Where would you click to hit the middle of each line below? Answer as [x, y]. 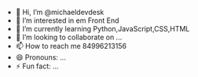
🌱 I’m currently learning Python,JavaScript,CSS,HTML [103, 29]
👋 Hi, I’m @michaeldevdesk [60, 12]
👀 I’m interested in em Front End [67, 20]
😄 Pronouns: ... [41, 57]
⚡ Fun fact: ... [37, 66]
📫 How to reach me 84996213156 [71, 46]
